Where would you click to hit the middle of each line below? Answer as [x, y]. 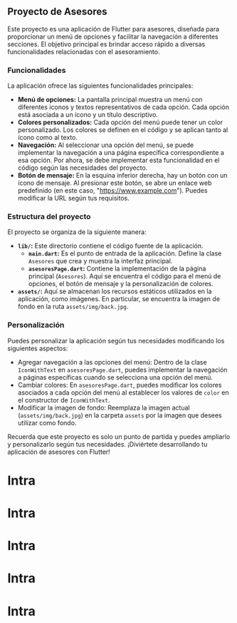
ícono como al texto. [48, 138]
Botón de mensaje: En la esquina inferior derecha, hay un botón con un [122, 176]
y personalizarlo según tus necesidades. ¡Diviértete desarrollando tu [107, 444]
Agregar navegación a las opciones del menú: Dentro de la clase [112, 362]
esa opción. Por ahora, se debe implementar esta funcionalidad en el [118, 161]
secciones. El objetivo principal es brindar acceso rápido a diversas [106, 44]
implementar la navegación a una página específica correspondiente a [121, 153]
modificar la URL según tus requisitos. [73, 198]
